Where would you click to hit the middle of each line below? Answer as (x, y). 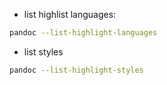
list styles (43, 51)
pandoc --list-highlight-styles (76, 70)
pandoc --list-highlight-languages (83, 33)
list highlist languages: (70, 14)
